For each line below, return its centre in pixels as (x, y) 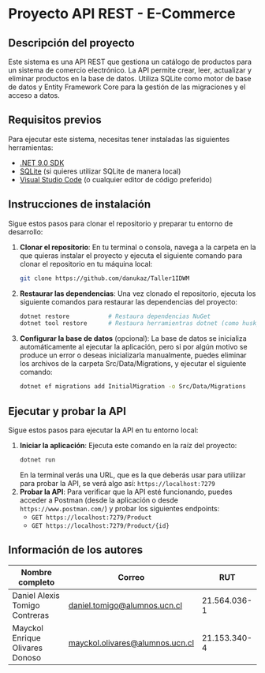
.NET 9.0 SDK (42, 163)
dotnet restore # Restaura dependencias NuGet (115, 316)
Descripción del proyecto (72, 43)
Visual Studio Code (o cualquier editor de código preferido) (116, 179)
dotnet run (37, 460)
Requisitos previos (55, 120)
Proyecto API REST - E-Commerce (122, 14)
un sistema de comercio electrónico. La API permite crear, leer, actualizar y (130, 70)
